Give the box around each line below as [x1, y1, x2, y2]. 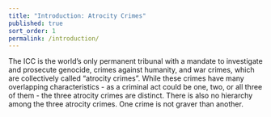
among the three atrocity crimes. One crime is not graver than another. [8, 99, 244, 109]
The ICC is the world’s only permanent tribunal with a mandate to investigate [8, 56, 263, 66]
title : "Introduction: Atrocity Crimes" [8, 11, 147, 20]
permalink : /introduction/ [8, 34, 100, 43]
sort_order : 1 [8, 27, 57, 35]
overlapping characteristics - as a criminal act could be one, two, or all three [8, 82, 263, 92]
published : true [8, 19, 63, 27]
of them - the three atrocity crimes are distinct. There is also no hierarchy [8, 90, 253, 101]
